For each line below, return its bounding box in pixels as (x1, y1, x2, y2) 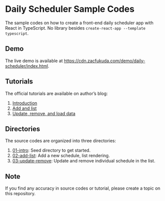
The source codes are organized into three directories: (5, 138, 116, 144)
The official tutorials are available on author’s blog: (5, 90, 108, 96)
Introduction (12, 100, 38, 106)
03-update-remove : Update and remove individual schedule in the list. (12, 158, 156, 164)
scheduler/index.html (5, 63, 48, 69)
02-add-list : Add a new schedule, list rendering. (12, 153, 110, 159)
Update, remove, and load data (12, 110, 76, 117)
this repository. (5, 191, 36, 197)
